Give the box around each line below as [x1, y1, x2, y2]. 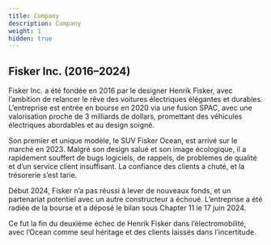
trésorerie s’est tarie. [8, 171, 78, 180]
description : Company [8, 19, 82, 27]
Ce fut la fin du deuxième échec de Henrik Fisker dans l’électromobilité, [8, 219, 247, 229]
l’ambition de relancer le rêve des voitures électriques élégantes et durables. [8, 95, 263, 104]
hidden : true [8, 34, 53, 43]
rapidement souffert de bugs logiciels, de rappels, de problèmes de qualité [8, 153, 257, 163]
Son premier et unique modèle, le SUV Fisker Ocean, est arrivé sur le [8, 136, 238, 146]
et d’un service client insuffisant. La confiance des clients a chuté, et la [8, 162, 245, 171]
